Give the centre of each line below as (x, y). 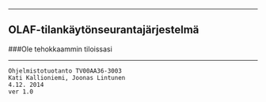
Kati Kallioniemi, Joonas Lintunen (67, 77)
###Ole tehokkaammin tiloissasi (60, 49)
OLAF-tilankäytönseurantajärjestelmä (104, 30)
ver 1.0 (21, 92)
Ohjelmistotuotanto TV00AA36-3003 (65, 71)
